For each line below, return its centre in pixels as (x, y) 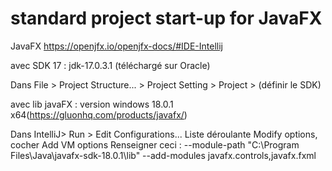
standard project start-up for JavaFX (166, 18)
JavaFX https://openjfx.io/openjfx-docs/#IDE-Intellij (116, 46)
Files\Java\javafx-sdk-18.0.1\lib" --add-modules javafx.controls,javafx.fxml (163, 155)
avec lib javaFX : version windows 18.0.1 (92, 104)
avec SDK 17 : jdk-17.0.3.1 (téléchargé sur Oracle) (110, 65)
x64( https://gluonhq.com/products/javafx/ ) (99, 114)
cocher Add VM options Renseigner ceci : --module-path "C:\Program (155, 144)
